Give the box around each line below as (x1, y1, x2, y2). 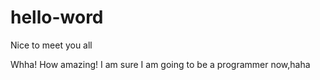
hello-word (10, 6, 104, 29)
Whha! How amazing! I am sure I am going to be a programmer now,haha (10, 58, 311, 70)
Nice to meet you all (10, 39, 93, 51)
